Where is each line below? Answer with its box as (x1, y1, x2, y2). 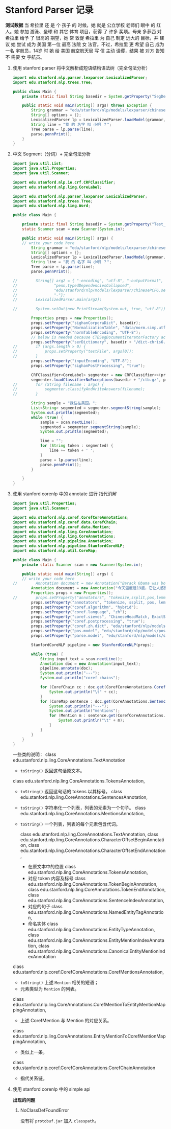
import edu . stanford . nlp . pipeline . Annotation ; (12, 539, 113, 544)
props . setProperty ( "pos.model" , (31, 629, 100, 634)
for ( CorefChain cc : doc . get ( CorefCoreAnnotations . (40, 685, 154, 690)
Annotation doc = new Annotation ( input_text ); (40, 661, 141, 666)
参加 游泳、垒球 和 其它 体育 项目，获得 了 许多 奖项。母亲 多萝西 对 (19, 28, 162, 34)
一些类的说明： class (12, 751, 56, 757)
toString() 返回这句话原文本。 (20, 768, 85, 774)
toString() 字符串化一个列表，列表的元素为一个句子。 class (20, 805, 146, 811)
